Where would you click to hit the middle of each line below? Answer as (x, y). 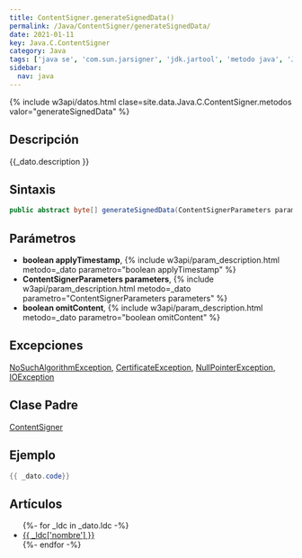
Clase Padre (44, 405)
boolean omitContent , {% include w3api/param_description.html (142, 308)
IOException (32, 377)
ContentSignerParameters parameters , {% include (118, 279)
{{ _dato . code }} (40, 476)
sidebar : (26, 68)
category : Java (38, 51)
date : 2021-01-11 (42, 34)
